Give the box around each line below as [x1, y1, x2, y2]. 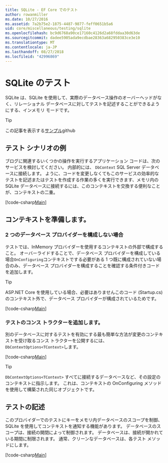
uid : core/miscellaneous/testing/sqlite [5, 26, 91, 31]
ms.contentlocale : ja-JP [5, 45, 57, 50]
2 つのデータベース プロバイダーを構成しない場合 [5, 231, 124, 238]
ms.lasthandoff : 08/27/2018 [5, 49, 64, 54]
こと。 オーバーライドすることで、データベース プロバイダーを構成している [5, 250, 161, 256]
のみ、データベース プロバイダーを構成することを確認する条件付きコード [9, 262, 160, 268]
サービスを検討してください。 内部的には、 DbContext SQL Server [5, 164, 140, 171]
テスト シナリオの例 [5, 143, 66, 152]
